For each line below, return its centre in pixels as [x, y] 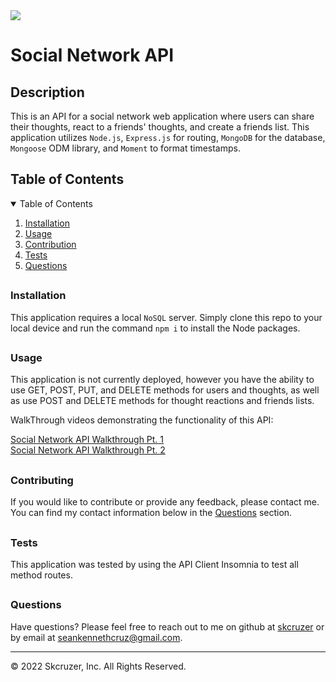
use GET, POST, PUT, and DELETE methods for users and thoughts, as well [165, 390]
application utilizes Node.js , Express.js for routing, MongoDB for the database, [168, 137]
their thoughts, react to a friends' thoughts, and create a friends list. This [160, 127]
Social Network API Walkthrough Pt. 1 [87, 440]
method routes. [41, 575]
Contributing [42, 480]
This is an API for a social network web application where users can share [162, 116]
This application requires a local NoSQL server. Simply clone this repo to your [166, 317]
